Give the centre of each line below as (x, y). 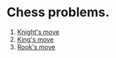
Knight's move (38, 32)
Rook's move (36, 47)
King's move (35, 39)
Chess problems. (58, 12)
